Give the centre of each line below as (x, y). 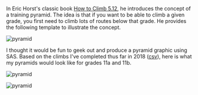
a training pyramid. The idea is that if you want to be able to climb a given (95, 15)
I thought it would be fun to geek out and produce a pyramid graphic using (97, 50)
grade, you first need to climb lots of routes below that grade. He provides (96, 21)
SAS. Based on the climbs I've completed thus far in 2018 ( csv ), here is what (99, 56)
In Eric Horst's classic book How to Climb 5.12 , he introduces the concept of (98, 9)
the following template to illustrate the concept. (64, 27)
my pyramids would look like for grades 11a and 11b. (69, 63)
